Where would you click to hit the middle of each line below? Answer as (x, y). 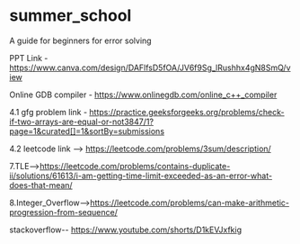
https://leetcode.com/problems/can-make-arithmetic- (190, 203)
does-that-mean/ (41, 185)
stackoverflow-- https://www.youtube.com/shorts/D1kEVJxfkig (126, 230)
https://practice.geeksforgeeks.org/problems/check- (187, 112)
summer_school (71, 16)
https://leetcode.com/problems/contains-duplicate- (135, 166)
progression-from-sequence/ (64, 212)
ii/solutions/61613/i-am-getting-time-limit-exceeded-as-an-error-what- (141, 176)
